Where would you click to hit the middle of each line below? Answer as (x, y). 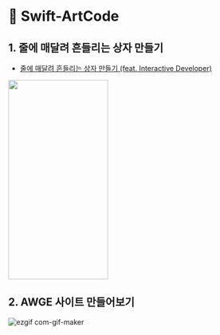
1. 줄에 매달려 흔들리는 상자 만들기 (86, 47)
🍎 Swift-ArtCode (64, 16)
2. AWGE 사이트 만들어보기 (72, 302)
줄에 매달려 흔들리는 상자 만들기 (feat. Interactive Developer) (116, 68)
